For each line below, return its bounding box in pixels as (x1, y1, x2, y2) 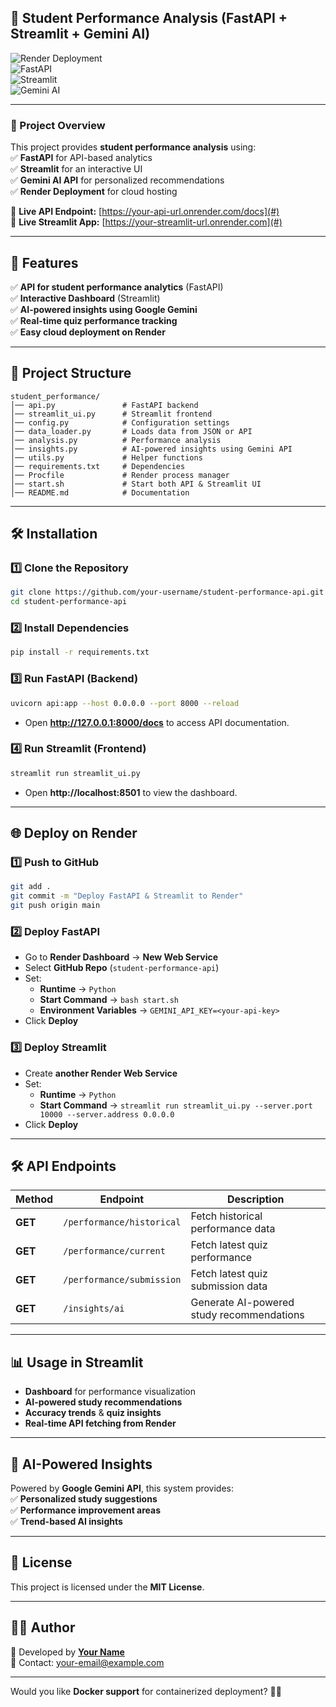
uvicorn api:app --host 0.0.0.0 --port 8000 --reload (10, 698, 240, 708)
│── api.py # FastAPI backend (10, 400, 199, 410)
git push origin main (10, 901, 101, 911)
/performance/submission (63, 1274, 182, 1286)
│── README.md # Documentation (10, 487, 190, 498)
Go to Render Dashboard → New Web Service (24, 951, 219, 963)
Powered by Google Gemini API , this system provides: (10, 1482, 235, 1495)
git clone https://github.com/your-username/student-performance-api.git (10, 587, 325, 598)
